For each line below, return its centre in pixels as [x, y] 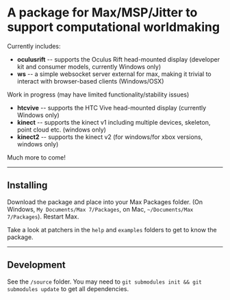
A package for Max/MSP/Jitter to [102, 13]
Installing [27, 185]
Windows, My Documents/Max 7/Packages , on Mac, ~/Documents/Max [100, 209]
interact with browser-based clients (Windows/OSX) [90, 81]
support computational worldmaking [114, 27]
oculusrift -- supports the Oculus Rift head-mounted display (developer [118, 59]
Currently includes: [34, 46]
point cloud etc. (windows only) [61, 129]
